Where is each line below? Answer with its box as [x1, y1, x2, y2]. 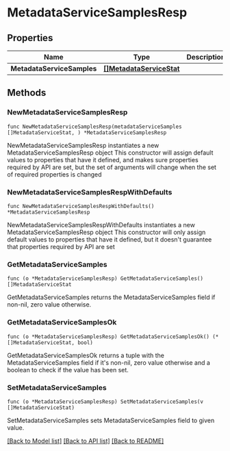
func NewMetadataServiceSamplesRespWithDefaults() [7, 203, 155, 209]
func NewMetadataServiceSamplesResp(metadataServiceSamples [7, 123, 183, 130]
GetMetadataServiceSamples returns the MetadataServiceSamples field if [7, 293, 216, 302]
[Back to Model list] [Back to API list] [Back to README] [7, 437, 164, 445]
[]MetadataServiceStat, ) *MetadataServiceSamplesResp [7, 129, 167, 136]
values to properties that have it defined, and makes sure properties [7, 155, 199, 164]
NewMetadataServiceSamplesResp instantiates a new [7, 141, 159, 149]
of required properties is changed [7, 170, 102, 179]
